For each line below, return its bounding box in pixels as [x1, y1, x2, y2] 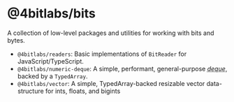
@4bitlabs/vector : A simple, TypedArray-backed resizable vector [17, 79, 205, 87]
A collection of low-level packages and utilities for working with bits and [7, 29, 214, 37]
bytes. [7, 36, 26, 44]
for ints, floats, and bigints [45, 87, 121, 95]
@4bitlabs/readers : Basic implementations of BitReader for [17, 50, 187, 58]
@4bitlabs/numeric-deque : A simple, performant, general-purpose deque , [17, 64, 228, 73]
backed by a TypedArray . [17, 72, 88, 80]
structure [17, 87, 44, 95]
